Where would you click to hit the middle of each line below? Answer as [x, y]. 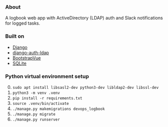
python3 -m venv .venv [36, 93]
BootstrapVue [27, 58]
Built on [15, 36]
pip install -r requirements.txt [47, 98]
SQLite [19, 63]
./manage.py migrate [34, 114]
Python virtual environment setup [47, 76]
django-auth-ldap [31, 52]
